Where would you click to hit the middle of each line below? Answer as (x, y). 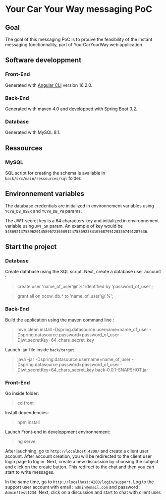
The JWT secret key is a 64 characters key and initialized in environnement (82, 220)
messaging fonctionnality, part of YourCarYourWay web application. (74, 45)
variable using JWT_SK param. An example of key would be (64, 226)
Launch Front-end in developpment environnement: (58, 432)
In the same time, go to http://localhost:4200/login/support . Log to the (80, 482)
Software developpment (43, 60)
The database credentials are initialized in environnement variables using (80, 206)
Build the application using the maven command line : (60, 320)
